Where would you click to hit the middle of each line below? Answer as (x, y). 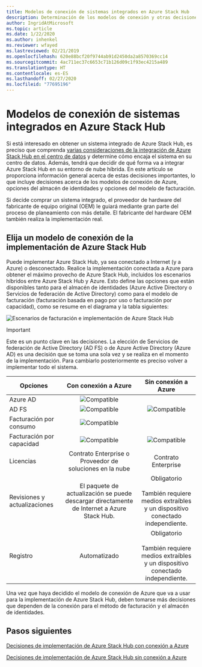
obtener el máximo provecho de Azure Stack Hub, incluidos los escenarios (99, 275)
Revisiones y (27, 497)
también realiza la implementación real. (55, 219)
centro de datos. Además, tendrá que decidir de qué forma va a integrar (95, 162)
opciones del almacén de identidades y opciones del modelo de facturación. (101, 188)
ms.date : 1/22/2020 (31, 34)
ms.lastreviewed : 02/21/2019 (43, 51)
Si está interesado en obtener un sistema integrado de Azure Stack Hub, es (99, 143)
